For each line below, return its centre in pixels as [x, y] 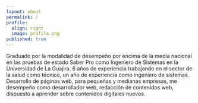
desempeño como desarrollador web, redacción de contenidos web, [90, 87]
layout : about [24, 12]
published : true [26, 39]
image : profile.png [36, 34]
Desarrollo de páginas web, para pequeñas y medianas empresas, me [92, 81]
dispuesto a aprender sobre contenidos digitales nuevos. [76, 94]
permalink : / [22, 17]
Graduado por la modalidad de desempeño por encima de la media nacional [99, 56]
